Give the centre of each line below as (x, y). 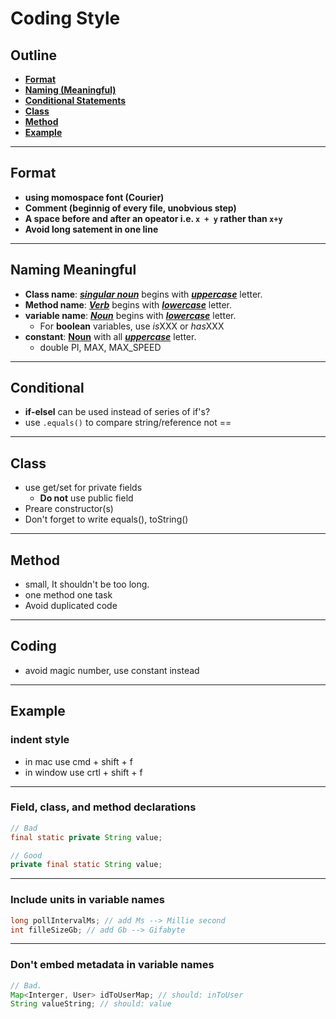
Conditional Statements (75, 100)
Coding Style (65, 18)
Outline (33, 55)
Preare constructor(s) (69, 509)
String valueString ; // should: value (91, 1004)
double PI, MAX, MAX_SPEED (100, 347)
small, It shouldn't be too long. (87, 584)
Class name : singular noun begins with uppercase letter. (143, 294)
